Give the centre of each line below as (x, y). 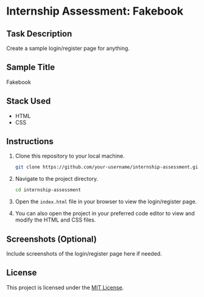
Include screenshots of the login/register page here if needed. (84, 253)
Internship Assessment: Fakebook (95, 11)
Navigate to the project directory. (57, 179)
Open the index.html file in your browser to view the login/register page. (106, 201)
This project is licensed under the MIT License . (65, 287)
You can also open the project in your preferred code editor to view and (105, 214)
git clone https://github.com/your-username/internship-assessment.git (108, 167)
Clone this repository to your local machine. (70, 156)
